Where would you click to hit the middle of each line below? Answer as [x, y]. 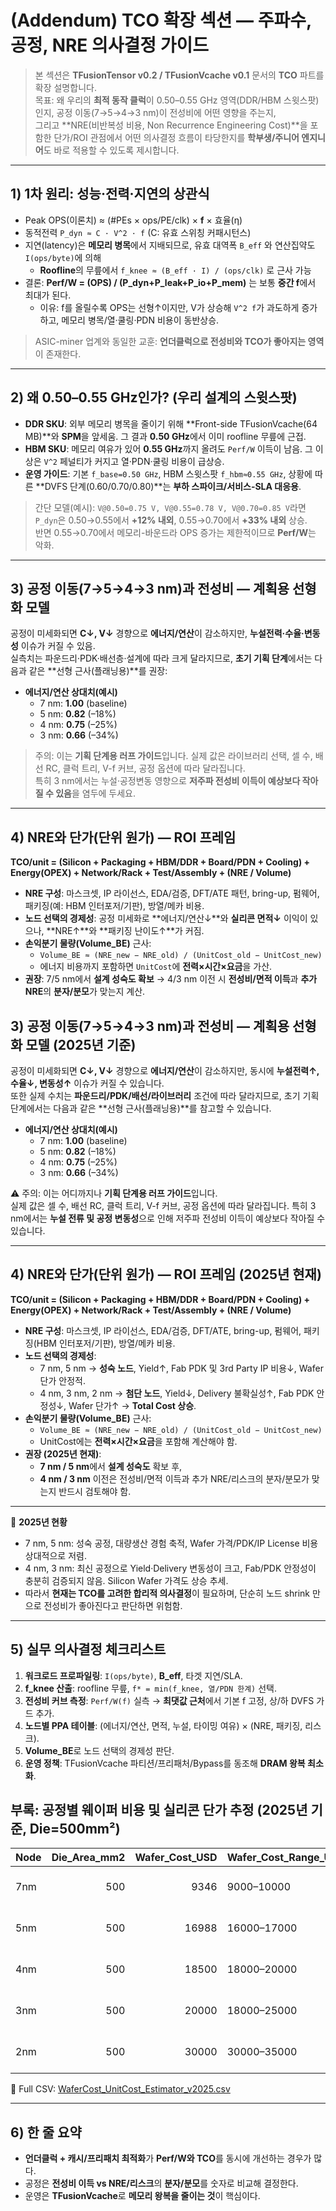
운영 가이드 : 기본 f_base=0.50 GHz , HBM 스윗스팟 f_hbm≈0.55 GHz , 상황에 [168, 473]
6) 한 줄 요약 [46, 2132]
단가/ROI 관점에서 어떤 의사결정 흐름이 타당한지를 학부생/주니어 [176, 137]
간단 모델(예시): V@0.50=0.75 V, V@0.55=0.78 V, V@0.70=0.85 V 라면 [170, 507]
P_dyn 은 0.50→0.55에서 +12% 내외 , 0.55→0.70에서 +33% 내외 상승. [171, 520]
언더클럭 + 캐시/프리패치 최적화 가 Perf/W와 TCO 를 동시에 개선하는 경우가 [168, 2158]
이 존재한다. [58, 353]
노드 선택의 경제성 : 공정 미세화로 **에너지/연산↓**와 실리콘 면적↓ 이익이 [166, 918]
